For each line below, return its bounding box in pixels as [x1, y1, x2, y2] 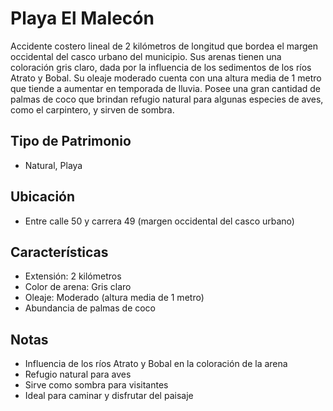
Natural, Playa [24, 159, 83, 171]
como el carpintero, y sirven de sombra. [10, 103, 175, 116]
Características [10, 243, 109, 261]
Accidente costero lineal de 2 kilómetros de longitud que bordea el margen [10, 40, 319, 52]
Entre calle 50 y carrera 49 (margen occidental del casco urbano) [24, 215, 295, 227]
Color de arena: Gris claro [24, 281, 132, 293]
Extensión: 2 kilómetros [24, 270, 122, 282]
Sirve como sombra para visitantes [24, 379, 169, 391]
